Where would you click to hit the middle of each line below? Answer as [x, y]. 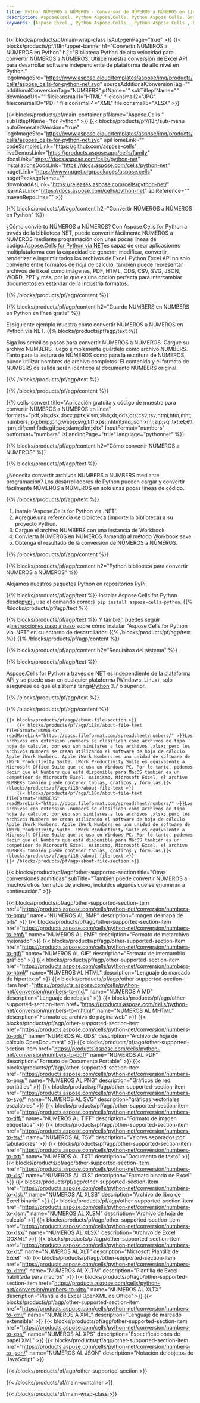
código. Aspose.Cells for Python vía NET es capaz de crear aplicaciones [93, 246]
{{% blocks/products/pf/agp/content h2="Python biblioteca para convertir [97, 566]
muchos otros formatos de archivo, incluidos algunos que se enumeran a [96, 885]
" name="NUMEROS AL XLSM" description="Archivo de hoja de [105, 1214]
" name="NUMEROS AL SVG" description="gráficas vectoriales [101, 1099]
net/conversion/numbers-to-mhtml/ [50, 1011]
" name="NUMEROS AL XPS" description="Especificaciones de [102, 1334]
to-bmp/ [16, 915]
